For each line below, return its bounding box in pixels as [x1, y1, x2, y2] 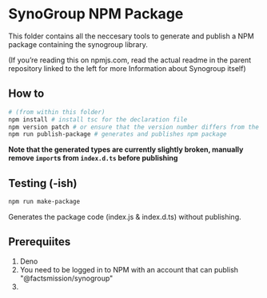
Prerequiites [8, 235, 71, 248]
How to [8, 87, 45, 101]
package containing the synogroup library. [8, 39, 148, 49]
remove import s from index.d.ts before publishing [8, 153, 178, 163]
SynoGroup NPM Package [8, 5, 184, 23]
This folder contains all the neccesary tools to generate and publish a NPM [8, 31, 254, 41]
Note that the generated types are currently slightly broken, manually [8, 145, 244, 154]
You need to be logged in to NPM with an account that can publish [19, 264, 238, 274]
